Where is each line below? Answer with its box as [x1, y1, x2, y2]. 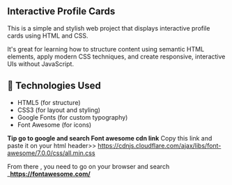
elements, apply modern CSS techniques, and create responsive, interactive [7, 52, 226, 61]
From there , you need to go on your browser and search [7, 162, 170, 170]
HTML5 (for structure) [17, 98, 82, 106]
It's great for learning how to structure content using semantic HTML [7, 45, 205, 53]
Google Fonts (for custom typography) [17, 113, 128, 121]
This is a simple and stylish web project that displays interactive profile [7, 24, 210, 32]
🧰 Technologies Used [7, 80, 101, 92]
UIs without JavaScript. [7, 59, 75, 68]
